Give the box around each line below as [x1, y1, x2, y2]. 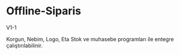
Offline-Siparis [6, 4, 81, 18]
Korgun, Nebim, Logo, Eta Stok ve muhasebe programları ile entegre [6, 35, 175, 42]
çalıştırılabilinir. [6, 42, 43, 49]
